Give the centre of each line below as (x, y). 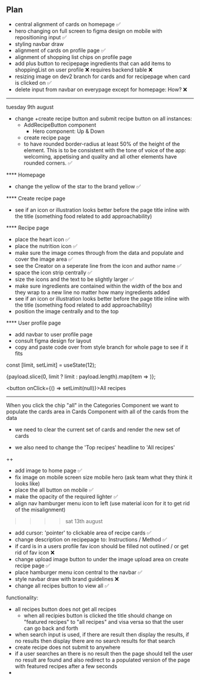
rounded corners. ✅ (48, 163)
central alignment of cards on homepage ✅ (68, 24)
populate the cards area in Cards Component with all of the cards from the (97, 412)
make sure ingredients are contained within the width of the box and (99, 286)
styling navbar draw (39, 44)
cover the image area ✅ (44, 259)
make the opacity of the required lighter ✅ (66, 496)
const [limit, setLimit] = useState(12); (51, 365)
